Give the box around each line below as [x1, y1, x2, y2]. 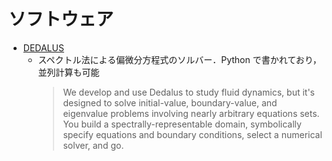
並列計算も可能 [37, 66, 100, 78]
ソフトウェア [8, 8, 115, 31]
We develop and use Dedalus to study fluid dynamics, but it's [62, 86, 315, 98]
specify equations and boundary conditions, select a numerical [62, 128, 323, 140]
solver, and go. [62, 139, 125, 151]
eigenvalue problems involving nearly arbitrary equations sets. [62, 107, 320, 119]
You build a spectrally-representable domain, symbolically [62, 118, 302, 130]
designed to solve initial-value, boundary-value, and [62, 96, 278, 109]
